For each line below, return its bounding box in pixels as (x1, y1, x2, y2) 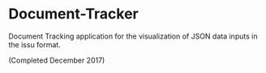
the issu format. (8, 39, 61, 49)
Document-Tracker (8, 5, 139, 23)
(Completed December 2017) (8, 55, 105, 65)
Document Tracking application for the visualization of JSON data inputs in (8, 31, 258, 41)
